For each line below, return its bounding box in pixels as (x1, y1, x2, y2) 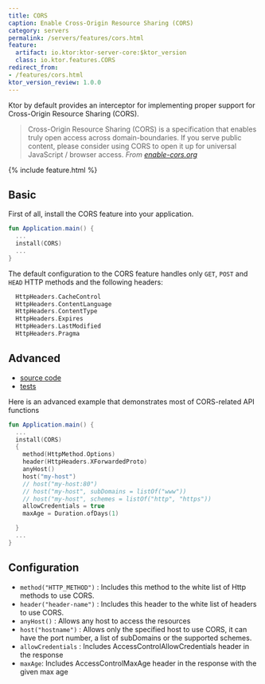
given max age (19, 666, 69, 676)
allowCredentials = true (22, 502, 105, 510)
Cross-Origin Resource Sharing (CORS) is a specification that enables (27, 124, 257, 134)
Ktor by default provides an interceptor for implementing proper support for (8, 100, 255, 110)
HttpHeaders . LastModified (15, 322, 102, 331)
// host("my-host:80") (22, 480, 98, 488)
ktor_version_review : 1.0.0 (8, 78, 102, 86)
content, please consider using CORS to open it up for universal (27, 141, 237, 151)
